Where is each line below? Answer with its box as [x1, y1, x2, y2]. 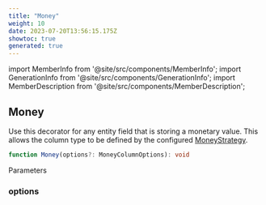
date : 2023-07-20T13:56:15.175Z [8, 27, 117, 35]
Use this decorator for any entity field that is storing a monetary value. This [8, 126, 259, 136]
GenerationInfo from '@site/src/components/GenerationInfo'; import [8, 73, 236, 83]
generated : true [8, 42, 63, 50]
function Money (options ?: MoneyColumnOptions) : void [8, 151, 190, 159]
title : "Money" [8, 11, 60, 20]
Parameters [8, 165, 47, 175]
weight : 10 [8, 19, 45, 28]
